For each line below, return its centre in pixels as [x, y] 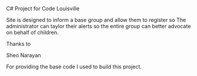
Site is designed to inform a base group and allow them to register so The [96, 20]
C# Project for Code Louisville [43, 9]
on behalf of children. [32, 32]
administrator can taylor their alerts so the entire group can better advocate [99, 26]
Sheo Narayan [24, 55]
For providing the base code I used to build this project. [74, 67]
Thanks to [18, 44]
